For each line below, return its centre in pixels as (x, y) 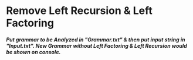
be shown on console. (33, 52)
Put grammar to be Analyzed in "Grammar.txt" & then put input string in (96, 40)
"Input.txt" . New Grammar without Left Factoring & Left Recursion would (97, 45)
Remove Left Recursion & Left (79, 11)
